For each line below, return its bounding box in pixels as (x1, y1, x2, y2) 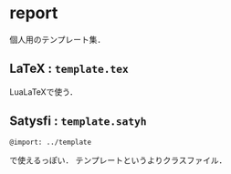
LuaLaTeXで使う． (9, 86, 79, 97)
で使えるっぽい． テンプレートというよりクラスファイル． (9, 154, 227, 166)
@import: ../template (9, 138, 92, 147)
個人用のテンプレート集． (9, 34, 106, 45)
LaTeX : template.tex (9, 61, 130, 77)
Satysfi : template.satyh (9, 113, 148, 129)
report (9, 3, 58, 24)
